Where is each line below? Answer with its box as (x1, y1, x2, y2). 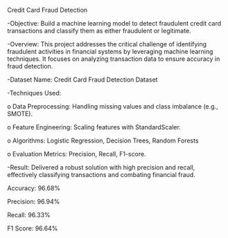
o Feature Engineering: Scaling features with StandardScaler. (7, 123, 182, 131)
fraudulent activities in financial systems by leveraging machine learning (7, 48, 213, 55)
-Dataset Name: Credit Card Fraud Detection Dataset (7, 75, 158, 84)
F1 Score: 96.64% (7, 224, 58, 232)
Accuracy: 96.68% (7, 184, 61, 192)
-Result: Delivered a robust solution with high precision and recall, (7, 163, 195, 172)
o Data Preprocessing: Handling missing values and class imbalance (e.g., (7, 102, 218, 110)
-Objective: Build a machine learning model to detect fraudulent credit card (7, 19, 222, 27)
